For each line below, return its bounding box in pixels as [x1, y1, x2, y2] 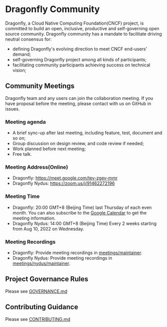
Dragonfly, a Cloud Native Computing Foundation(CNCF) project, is [5, 20, 144, 26]
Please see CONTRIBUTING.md [5, 316, 71, 322]
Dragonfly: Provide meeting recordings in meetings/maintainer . [12, 250, 142, 256]
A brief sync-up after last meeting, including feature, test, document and [12, 130, 162, 136]
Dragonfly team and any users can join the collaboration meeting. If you [5, 95, 153, 101]
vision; [12, 67, 27, 73]
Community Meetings [5, 82, 75, 90]
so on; [12, 135, 26, 141]
